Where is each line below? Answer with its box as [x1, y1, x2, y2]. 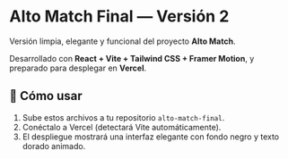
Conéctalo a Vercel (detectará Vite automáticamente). [22, 121, 222, 132]
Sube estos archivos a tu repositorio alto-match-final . [22, 112, 225, 122]
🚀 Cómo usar [9, 88, 83, 104]
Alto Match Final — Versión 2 [9, 6, 230, 27]
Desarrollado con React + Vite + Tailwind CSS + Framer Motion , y [9, 53, 255, 63]
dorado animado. [22, 140, 86, 151]
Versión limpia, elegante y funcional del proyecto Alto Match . [9, 36, 236, 46]
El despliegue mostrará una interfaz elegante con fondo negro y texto [22, 131, 280, 142]
